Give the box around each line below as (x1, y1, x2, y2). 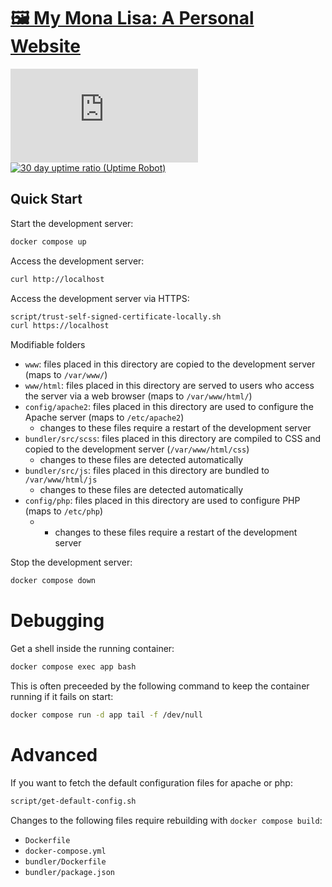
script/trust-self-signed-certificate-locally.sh (10, 311, 222, 322)
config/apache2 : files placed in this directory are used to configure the (24, 401, 314, 413)
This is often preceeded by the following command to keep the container (10, 680, 310, 692)
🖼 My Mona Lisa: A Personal (10, 7, 255, 30)
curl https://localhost (10, 321, 110, 331)
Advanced (10, 744, 98, 766)
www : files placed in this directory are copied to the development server (24, 358, 316, 370)
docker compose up (10, 236, 87, 247)
